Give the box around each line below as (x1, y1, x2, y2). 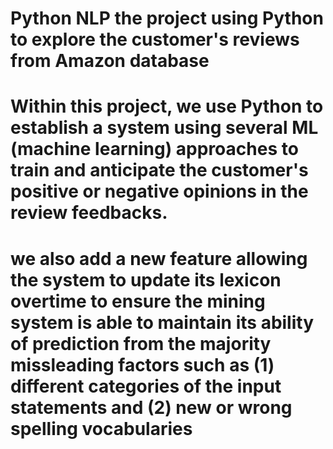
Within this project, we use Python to (10, 95, 324, 118)
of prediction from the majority (10, 332, 272, 355)
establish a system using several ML (10, 117, 319, 139)
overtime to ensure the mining (10, 290, 266, 312)
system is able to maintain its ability (10, 311, 315, 334)
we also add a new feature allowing (10, 247, 308, 270)
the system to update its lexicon (10, 268, 282, 291)
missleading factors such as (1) (10, 353, 275, 376)
